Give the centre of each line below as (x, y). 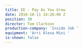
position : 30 (19, 19)
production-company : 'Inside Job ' (42, 28)
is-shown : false (22, 38)
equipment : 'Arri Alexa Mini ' (38, 33)
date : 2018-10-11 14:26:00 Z (35, 14)
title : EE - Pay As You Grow (35, 10)
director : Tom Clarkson (30, 24)
